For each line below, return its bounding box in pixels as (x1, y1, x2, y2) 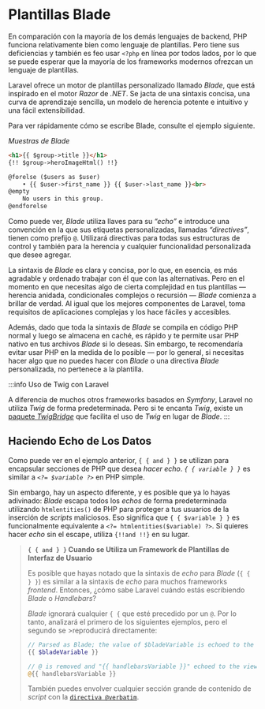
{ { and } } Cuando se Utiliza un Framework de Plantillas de (27, 544, 230, 554)
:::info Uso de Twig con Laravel (8, 380, 109, 390)
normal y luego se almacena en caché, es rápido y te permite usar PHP (8, 331, 239, 341)
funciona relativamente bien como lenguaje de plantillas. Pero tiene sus (8, 39, 240, 49)
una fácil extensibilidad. (8, 105, 85, 115)
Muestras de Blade (8, 136, 70, 145)
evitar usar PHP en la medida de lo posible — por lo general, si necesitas (8, 348, 244, 357)
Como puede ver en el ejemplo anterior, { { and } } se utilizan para (8, 455, 230, 465)
